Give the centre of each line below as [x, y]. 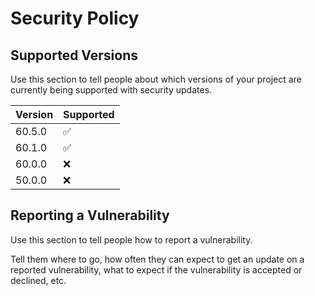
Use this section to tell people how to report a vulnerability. [131, 239]
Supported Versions [74, 55]
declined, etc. [38, 280]
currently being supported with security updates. [111, 90]
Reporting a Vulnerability [90, 215]
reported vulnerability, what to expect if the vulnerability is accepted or [156, 269]
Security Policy [75, 18]
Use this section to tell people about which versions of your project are [156, 79]
